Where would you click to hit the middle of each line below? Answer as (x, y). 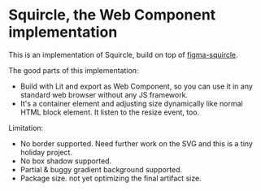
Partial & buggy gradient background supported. (101, 169)
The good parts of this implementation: (74, 70)
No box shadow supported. (66, 161)
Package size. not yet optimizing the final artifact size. (111, 178)
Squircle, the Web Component (112, 15)
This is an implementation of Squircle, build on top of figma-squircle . (123, 54)
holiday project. (46, 152)
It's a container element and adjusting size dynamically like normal (131, 103)
